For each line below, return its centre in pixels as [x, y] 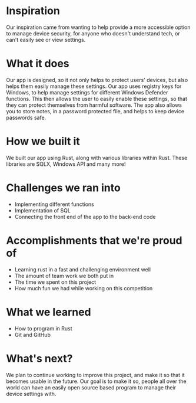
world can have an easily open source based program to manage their [91, 387]
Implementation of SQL [42, 210]
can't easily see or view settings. [46, 40]
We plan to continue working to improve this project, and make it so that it [95, 375]
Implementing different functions [54, 204]
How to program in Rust [43, 328]
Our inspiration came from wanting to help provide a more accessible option [98, 27]
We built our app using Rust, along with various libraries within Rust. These [97, 158]
